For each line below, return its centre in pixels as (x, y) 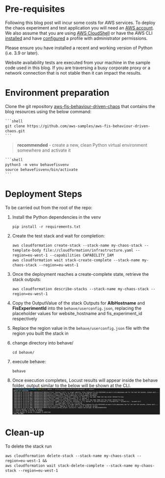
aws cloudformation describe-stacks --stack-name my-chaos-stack (80, 289)
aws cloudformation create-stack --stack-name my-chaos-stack (77, 245)
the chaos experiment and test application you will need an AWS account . (80, 27)
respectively (25, 319)
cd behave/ (23, 352)
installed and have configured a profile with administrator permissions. (76, 38)
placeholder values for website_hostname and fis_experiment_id (77, 313)
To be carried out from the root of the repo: (49, 208)
